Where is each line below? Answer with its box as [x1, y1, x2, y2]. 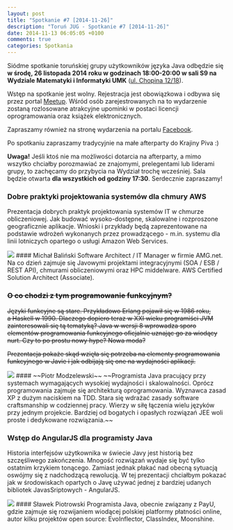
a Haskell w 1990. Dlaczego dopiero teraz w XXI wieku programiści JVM [7, 314, 214, 322]
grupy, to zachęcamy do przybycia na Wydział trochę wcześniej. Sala [7, 167, 206, 175]
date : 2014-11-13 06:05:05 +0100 [7, 29, 104, 37]
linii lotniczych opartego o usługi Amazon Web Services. [7, 237, 168, 245]
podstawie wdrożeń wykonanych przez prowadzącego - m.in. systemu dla [7, 230, 220, 238]
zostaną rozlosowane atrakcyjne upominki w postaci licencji [7, 105, 179, 113]
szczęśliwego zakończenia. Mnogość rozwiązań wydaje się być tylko [7, 456, 205, 464]
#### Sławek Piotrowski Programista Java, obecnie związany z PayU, [15, 499, 216, 508]
